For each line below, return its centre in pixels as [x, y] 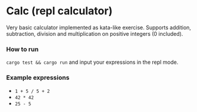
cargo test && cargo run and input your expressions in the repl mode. [92, 62]
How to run [22, 49]
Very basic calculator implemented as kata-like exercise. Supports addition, [99, 27]
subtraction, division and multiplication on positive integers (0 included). [95, 33]
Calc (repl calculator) [60, 11]
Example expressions [38, 77]
